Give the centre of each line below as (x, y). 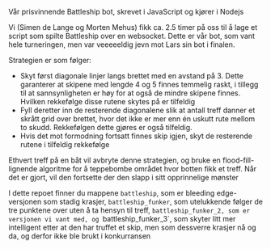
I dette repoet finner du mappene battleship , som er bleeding (112, 193)
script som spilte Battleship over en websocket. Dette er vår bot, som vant (131, 36)
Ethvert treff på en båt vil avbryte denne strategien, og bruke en (114, 160)
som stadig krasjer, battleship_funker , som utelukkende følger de (153, 202)
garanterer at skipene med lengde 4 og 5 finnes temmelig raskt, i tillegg (139, 84)
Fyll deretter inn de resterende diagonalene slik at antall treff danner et (138, 110)
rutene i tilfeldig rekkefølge (65, 144)
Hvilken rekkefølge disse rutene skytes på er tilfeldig (108, 101)
